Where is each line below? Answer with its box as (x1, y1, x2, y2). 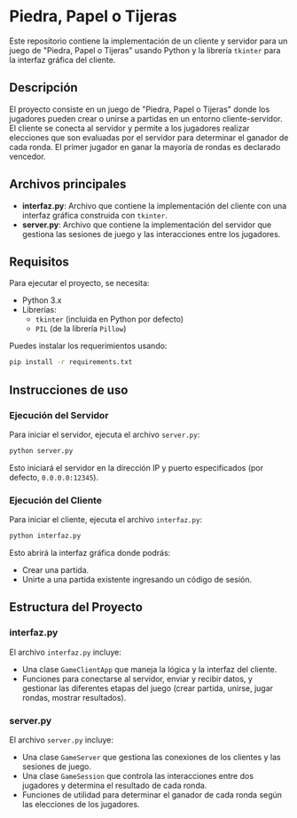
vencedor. (9, 151, 46, 162)
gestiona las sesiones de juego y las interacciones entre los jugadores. (21, 228, 281, 239)
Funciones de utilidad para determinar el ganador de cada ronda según (21, 789, 282, 800)
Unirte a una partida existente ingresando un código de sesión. (21, 574, 253, 584)
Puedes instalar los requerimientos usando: (9, 340, 168, 352)
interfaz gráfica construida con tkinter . (21, 210, 168, 220)
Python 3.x (21, 295, 62, 306)
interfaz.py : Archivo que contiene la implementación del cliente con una (21, 200, 287, 210)
